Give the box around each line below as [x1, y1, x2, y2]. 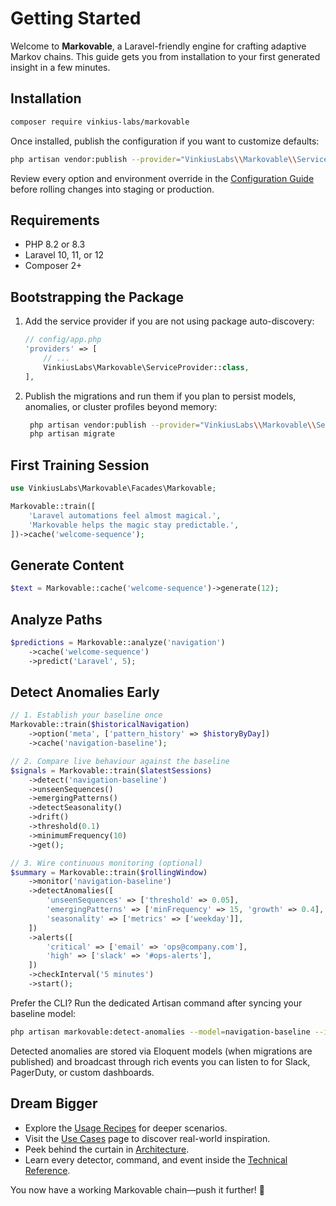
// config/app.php [24, 335, 102, 345]
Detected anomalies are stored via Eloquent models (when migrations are [10, 1045, 313, 1057]
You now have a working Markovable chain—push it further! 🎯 [10, 1183, 265, 1196]
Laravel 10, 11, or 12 [24, 249, 104, 261]
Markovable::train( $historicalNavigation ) [10, 720, 190, 730]
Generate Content [10, 557, 125, 574]
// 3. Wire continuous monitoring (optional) [10, 858, 203, 868]
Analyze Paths [10, 611, 103, 628]
